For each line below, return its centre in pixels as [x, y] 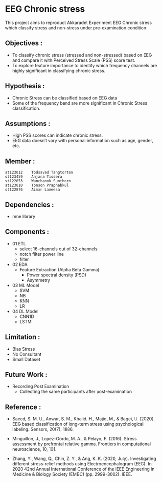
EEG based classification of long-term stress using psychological [78, 424]
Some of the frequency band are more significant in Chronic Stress [80, 103]
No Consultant [27, 354]
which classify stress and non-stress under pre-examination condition [76, 27]
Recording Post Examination [41, 386]
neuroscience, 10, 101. [34, 449]
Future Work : [26, 375]
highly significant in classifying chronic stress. [59, 71]
